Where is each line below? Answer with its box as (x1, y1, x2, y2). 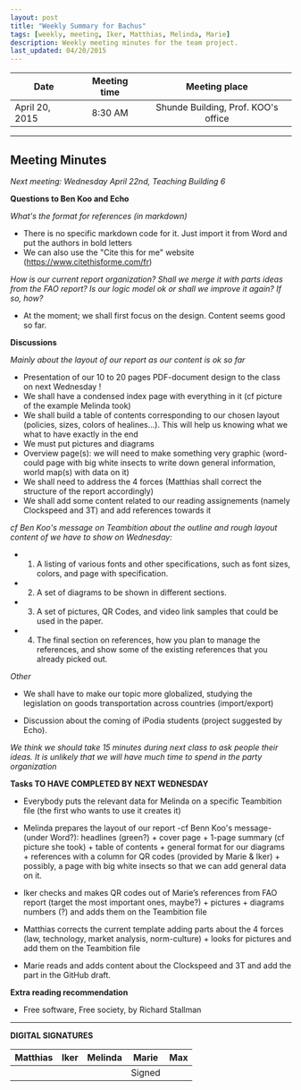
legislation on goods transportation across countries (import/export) (22, 697, 274, 708)
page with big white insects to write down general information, (46, 457, 276, 468)
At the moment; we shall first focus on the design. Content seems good (22, 310, 286, 320)
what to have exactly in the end (22, 429, 139, 439)
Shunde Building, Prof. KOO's (155, 101, 279, 114)
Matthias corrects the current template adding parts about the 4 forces (22, 924, 284, 934)
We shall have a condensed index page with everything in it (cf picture (22, 390, 282, 401)
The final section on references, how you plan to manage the (36, 634, 261, 645)
